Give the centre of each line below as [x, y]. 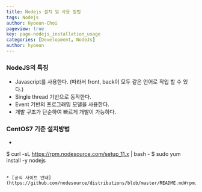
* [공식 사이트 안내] [29, 178]
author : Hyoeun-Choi [32, 23]
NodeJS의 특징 [27, 67]
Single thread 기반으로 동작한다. [53, 97]
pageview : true [25, 29]
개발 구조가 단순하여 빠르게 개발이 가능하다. [66, 112]
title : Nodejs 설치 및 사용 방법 [44, 12]
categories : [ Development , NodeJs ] [51, 40]
